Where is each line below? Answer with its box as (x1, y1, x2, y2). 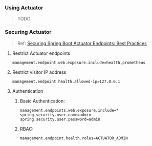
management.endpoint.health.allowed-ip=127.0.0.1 (12, 79, 121, 84)
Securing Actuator (5, 29, 52, 36)
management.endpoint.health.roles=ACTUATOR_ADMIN (19, 135, 128, 141)
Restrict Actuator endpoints (12, 50, 70, 56)
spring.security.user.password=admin (19, 117, 101, 122)
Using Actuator (5, 4, 44, 11)
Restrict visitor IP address (12, 69, 67, 75)
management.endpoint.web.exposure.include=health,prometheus (12, 60, 146, 65)
